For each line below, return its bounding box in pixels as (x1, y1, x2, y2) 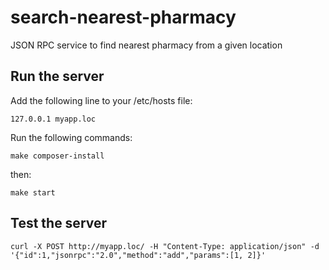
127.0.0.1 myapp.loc (10, 114, 97, 124)
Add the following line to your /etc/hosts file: (10, 94, 193, 106)
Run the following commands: (10, 131, 133, 143)
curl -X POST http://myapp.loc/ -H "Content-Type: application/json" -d (10, 241, 320, 251)
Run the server (10, 68, 105, 85)
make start (10, 187, 56, 198)
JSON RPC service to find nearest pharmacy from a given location (10, 39, 283, 51)
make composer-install (10, 151, 105, 161)
